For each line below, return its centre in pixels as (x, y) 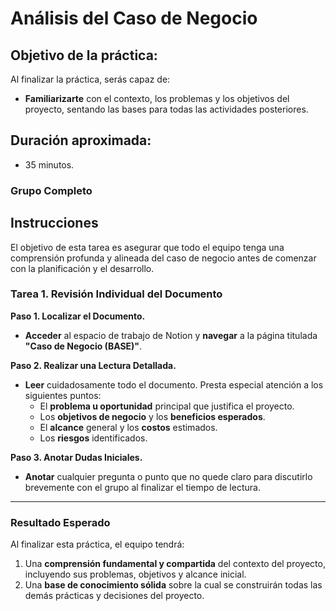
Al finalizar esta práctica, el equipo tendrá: (97, 544)
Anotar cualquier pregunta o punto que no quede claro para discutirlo (168, 476)
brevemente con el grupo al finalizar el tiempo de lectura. (142, 487)
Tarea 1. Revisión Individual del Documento (116, 294)
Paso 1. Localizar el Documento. (78, 316)
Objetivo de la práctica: (84, 55)
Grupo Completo (51, 190)
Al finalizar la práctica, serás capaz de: (90, 79)
